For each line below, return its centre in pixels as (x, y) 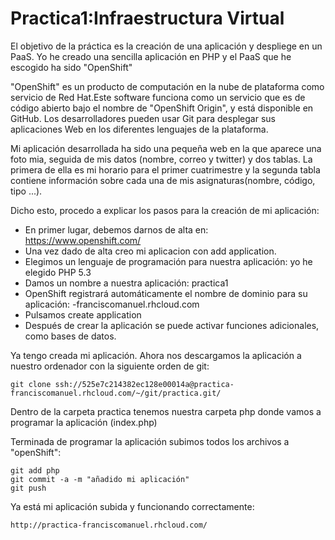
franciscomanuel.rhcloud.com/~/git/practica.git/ (116, 393)
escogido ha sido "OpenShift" (71, 67)
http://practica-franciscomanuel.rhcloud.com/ (109, 525)
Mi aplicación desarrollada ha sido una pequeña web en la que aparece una (166, 148)
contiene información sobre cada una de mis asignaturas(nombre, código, (163, 180)
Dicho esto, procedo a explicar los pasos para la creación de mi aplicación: (165, 210)
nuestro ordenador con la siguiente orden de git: (110, 366)
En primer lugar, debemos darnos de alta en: (116, 229)
